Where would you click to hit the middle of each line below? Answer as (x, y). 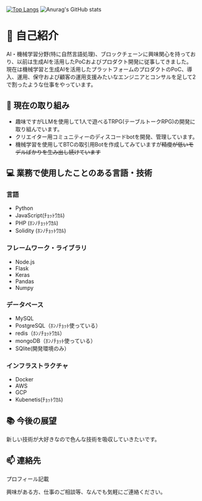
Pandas (25, 281)
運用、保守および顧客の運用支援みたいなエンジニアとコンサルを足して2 (106, 77)
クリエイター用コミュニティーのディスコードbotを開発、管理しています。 (106, 137)
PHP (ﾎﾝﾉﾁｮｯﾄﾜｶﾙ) (37, 223)
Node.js (25, 262)
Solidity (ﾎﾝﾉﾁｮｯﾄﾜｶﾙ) (40, 231)
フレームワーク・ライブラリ (47, 248)
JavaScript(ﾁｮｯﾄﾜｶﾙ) (40, 215)
